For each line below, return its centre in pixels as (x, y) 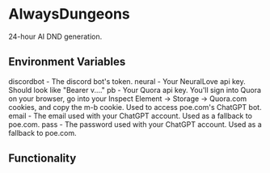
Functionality (42, 158)
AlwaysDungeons (70, 14)
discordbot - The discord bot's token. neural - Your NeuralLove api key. (127, 81)
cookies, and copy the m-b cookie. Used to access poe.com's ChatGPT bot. (135, 107)
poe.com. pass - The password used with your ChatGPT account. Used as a (135, 124)
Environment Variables (67, 62)
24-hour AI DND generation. (55, 36)
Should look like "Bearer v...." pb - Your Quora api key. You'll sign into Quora (135, 90)
